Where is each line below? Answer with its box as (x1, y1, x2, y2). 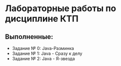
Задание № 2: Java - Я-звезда (12, 56, 75, 61)
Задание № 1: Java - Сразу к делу (12, 50, 82, 56)
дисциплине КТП (5, 13, 79, 24)
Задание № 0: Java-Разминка (12, 46, 74, 51)
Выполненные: (5, 33, 54, 41)
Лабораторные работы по (5, 3, 116, 14)
